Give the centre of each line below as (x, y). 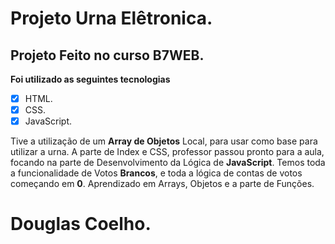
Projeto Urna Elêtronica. (111, 18)
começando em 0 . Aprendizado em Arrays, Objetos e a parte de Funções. (162, 184)
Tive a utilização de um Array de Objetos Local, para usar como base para (164, 141)
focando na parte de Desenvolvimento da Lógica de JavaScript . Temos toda (168, 163)
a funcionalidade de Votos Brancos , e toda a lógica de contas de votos (156, 173)
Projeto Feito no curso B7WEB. (107, 55)
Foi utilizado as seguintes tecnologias (90, 79)
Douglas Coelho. (81, 224)
